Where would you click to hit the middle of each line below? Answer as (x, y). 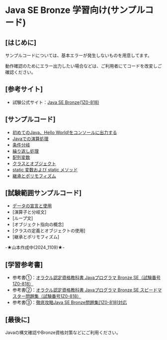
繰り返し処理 (25, 151)
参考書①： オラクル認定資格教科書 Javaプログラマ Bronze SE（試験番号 (86, 278)
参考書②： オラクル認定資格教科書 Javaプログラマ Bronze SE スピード (85, 290)
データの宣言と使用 (32, 206)
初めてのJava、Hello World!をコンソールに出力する (65, 132)
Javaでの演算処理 (30, 138)
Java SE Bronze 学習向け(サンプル (75, 10)
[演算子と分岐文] (29, 212)
